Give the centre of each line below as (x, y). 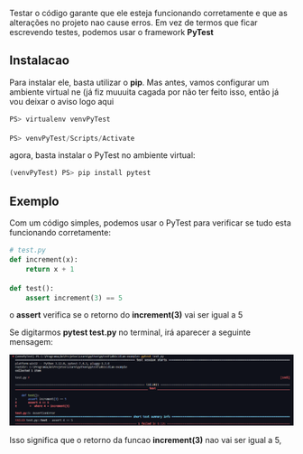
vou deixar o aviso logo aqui (62, 101)
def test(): (32, 288)
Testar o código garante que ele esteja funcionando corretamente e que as (149, 13)
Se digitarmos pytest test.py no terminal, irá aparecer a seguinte (130, 332)
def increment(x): (44, 260)
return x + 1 (50, 269)
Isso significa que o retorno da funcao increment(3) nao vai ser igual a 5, (146, 440)
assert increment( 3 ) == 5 (74, 298)
